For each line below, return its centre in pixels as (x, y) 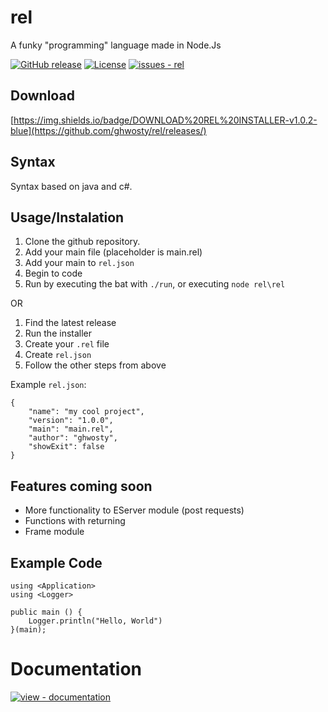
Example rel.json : (48, 385)
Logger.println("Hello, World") (95, 621)
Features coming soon (81, 486)
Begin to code (53, 273)
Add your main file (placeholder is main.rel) (113, 252)
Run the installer (58, 333)
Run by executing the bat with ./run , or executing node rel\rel (155, 284)
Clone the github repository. (82, 242)
